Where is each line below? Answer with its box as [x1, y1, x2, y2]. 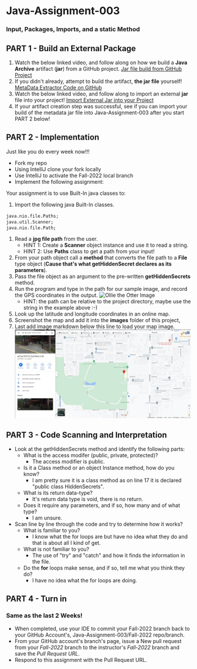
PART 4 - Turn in [6, 594, 67, 604]
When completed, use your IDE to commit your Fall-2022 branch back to [14, 625, 190, 632]
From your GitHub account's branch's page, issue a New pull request [14, 637, 182, 644]
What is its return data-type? [23, 489, 93, 496]
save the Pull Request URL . [14, 650, 80, 657]
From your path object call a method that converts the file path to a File [14, 254, 188, 261]
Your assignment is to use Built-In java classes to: [6, 190, 126, 197]
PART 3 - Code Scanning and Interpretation [6, 430, 167, 440]
